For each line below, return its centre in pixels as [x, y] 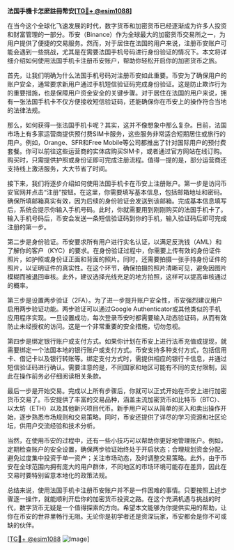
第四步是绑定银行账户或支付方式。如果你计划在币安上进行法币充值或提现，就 [117, 341]
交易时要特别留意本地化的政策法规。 [59, 475]
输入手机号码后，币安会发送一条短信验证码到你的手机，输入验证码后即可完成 [117, 218]
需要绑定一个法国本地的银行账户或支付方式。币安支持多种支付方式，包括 [111, 350]
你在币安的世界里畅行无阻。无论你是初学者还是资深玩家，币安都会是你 [108, 516]
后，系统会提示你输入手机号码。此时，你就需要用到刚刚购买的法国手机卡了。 [117, 209]
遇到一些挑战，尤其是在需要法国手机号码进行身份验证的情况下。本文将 [120, 52]
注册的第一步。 [29, 227]
